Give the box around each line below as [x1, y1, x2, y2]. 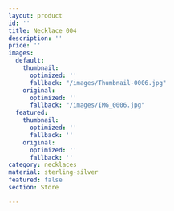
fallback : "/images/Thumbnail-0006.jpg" [29, 79, 167, 87]
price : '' [8, 42, 42, 50]
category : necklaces [8, 161, 78, 169]
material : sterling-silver [8, 168, 99, 177]
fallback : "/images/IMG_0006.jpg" [29, 101, 146, 109]
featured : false [8, 176, 63, 185]
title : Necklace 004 [8, 26, 78, 34]
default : [15, 57, 45, 65]
